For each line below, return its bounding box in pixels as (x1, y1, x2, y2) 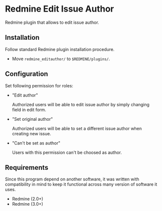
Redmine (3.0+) (12, 201, 44, 207)
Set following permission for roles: (5, 82, 74, 88)
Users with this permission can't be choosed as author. (12, 149, 122, 155)
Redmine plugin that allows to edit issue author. (5, 19, 99, 25)
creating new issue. (12, 130, 51, 136)
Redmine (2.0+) (12, 196, 44, 202)
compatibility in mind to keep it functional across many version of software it (5, 181, 157, 187)
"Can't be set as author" (12, 140, 60, 146)
